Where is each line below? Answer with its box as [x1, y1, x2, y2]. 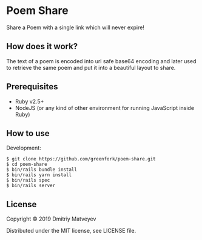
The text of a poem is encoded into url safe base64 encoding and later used [6, 57, 197, 64]
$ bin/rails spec [6, 177, 50, 183]
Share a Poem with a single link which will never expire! [6, 24, 144, 31]
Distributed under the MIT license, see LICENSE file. [6, 227, 136, 235]
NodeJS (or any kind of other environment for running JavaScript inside [15, 104, 195, 111]
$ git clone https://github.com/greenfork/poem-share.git [6, 156, 156, 162]
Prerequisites [6, 81, 58, 92]
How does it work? [6, 41, 78, 52]
